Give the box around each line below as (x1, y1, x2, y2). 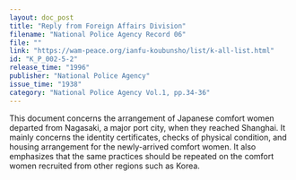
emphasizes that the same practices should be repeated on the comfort (9, 150, 274, 161)
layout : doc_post (9, 13, 74, 22)
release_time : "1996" (9, 64, 91, 73)
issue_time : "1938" (9, 80, 83, 89)
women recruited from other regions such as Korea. (9, 160, 200, 171)
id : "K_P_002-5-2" (9, 55, 78, 64)
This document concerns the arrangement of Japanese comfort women (9, 113, 275, 124)
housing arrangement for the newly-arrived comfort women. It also (9, 141, 257, 152)
